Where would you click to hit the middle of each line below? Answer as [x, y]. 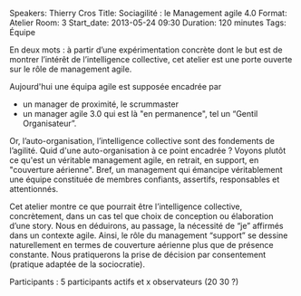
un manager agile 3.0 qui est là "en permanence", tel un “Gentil [140, 114]
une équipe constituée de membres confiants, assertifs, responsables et [145, 179]
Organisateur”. [49, 123]
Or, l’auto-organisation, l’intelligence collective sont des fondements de [142, 141]
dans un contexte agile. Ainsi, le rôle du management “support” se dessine [149, 235]
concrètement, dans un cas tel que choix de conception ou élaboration [141, 216]
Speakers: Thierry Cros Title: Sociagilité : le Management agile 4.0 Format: [148, 13]
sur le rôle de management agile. [71, 69]
